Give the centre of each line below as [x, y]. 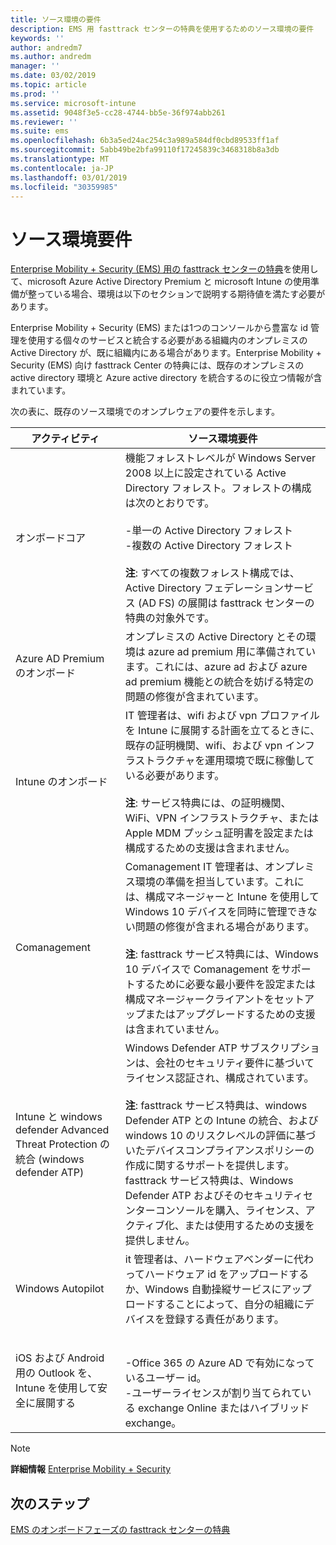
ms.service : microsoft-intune [73, 103]
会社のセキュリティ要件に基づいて [234, 1063]
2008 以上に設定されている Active [205, 473]
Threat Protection [56, 1144]
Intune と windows [59, 1117]
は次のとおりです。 [169, 503]
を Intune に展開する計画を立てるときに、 [222, 731]
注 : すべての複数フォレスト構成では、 [212, 573]
